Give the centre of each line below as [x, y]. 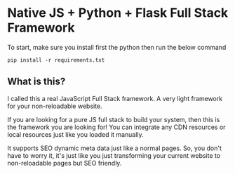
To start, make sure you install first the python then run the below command [117, 47]
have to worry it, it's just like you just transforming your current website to [114, 155]
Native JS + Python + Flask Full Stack [118, 13]
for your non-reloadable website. [55, 106]
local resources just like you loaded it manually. [75, 134]
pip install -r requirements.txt [56, 60]
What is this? [36, 82]
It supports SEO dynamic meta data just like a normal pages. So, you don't [115, 148]
